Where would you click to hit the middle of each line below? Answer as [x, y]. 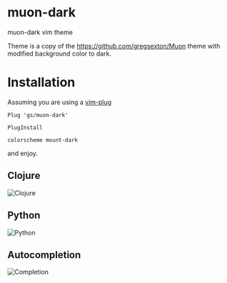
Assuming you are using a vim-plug [60, 102]
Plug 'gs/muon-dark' [38, 115]
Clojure [24, 176]
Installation [41, 82]
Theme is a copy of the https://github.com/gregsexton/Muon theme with [114, 46]
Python [24, 216]
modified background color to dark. [60, 53]
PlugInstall [25, 128]
